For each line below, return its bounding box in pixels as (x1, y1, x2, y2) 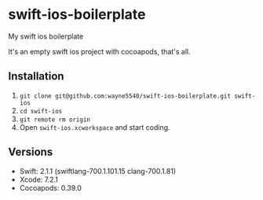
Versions (8, 146, 53, 159)
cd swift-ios (19, 107, 63, 115)
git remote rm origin (19, 116, 90, 124)
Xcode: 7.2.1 (19, 175, 59, 184)
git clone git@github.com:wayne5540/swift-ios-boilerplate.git (19, 92, 232, 100)
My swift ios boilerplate (8, 31, 84, 41)
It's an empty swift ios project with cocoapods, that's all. (8, 46, 191, 56)
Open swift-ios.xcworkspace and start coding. (19, 122, 170, 131)
